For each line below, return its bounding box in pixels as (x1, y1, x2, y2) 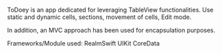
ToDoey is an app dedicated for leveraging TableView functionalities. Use (7, 6, 214, 14)
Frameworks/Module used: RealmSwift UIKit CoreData (7, 39, 160, 47)
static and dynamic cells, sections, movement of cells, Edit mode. (7, 13, 192, 21)
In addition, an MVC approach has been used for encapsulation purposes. (7, 26, 216, 34)
